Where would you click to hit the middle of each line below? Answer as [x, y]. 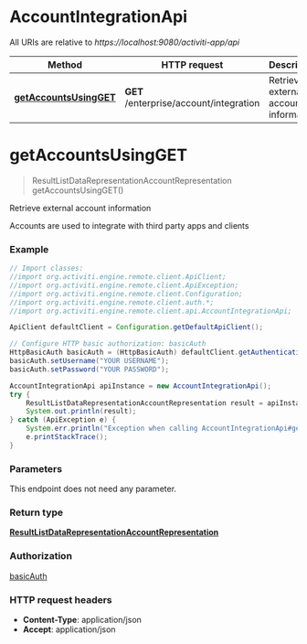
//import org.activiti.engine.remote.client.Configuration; [127, 294]
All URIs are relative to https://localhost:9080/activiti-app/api [125, 42]
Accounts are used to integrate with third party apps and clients [129, 225]
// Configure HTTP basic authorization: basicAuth [108, 344]
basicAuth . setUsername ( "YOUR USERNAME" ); [90, 361]
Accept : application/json [69, 629]
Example [29, 249]
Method [65, 64]
